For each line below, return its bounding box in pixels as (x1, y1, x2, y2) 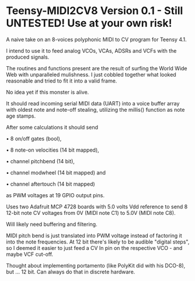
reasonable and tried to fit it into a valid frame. (6, 77, 117, 84)
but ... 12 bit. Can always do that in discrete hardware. (6, 268, 135, 275)
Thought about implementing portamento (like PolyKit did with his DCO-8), (6, 262, 186, 269)
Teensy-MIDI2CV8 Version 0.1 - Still (6, 4, 183, 18)
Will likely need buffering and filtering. (6, 221, 97, 228)
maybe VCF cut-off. (6, 251, 54, 258)
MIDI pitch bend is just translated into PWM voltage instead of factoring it (6, 232, 182, 239)
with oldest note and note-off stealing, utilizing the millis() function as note (6, 106, 185, 113)
